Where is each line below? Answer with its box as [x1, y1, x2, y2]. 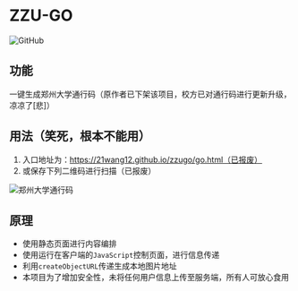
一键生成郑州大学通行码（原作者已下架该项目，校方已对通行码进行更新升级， [9, 89, 292, 99]
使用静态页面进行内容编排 [21, 238, 117, 249]
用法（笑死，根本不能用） [9, 129, 150, 144]
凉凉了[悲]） [9, 99, 55, 110]
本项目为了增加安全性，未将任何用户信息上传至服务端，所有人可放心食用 [21, 272, 289, 283]
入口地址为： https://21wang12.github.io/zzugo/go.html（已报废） [21, 154, 262, 165]
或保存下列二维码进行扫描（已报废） [21, 165, 157, 175]
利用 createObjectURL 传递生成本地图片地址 [21, 261, 177, 271]
